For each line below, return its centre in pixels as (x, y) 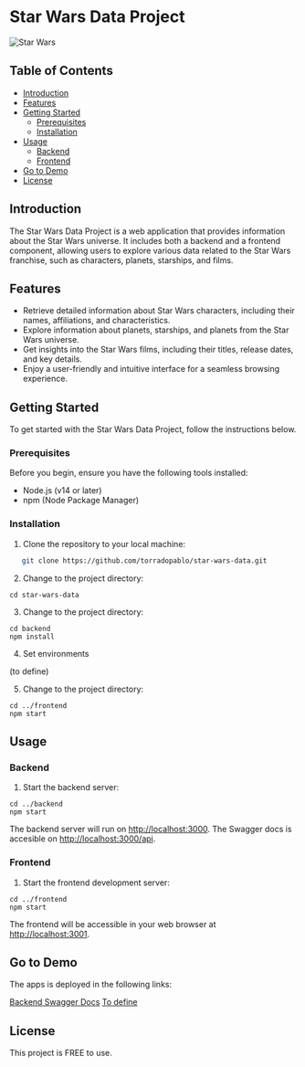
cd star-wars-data (44, 595)
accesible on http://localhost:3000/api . (83, 839)
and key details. (52, 359)
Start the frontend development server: (96, 882)
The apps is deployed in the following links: (90, 985)
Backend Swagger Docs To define (74, 1002)
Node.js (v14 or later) (62, 491)
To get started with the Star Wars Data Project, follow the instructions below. (153, 429)
